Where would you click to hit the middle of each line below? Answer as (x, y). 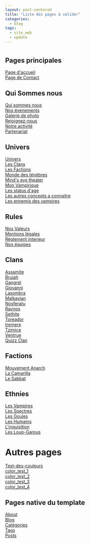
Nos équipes (18, 244)
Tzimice (13, 329)
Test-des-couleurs (24, 466)
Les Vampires (19, 406)
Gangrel (13, 282)
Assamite (15, 272)
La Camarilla (18, 373)
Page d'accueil (20, 72)
